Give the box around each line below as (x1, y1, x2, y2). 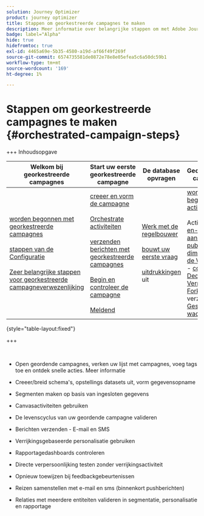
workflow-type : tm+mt (6, 59, 61, 66)
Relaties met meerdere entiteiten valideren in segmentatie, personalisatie (15, 496, 197, 504)
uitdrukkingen (141, 268, 182, 276)
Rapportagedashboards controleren (15, 449, 105, 457)
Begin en (90, 276, 115, 284)
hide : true (6, 37, 34, 43)
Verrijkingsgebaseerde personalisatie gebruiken (15, 438, 135, 445)
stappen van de (9, 245, 54, 254)
